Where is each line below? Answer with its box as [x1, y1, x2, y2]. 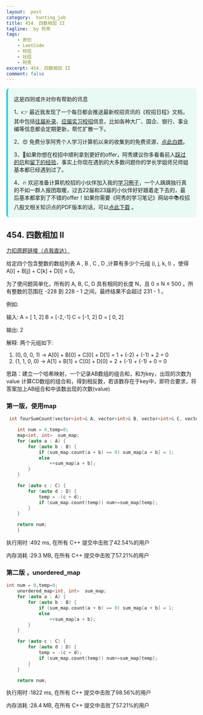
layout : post [6, 8, 42, 15]
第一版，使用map [6, 401, 57, 410]
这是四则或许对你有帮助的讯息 [14, 95, 88, 103]
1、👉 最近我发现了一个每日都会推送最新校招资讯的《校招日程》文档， [14, 108, 188, 115]
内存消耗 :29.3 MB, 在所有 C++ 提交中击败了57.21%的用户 [6, 552, 149, 559]
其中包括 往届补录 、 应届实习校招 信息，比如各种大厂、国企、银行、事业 [14, 118, 188, 125]
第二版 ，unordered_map [6, 569, 80, 577]
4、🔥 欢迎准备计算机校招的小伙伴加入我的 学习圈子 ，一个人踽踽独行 [14, 179, 182, 186]
